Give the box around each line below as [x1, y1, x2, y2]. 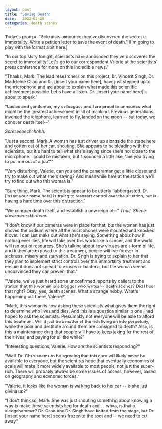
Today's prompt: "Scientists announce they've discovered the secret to [5, 34, 147, 40]
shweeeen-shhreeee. [5, 213, 48, 219]
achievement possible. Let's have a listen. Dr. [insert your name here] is [5, 89, 148, 95]
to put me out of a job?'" [5, 159, 54, 164]
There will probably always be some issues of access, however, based [15, 368, 156, 375]
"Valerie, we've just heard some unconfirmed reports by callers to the [5, 278, 144, 284]
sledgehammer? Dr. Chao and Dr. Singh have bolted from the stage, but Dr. [5, 408, 155, 414]
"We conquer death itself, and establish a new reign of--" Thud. [5, 208, 132, 214]
